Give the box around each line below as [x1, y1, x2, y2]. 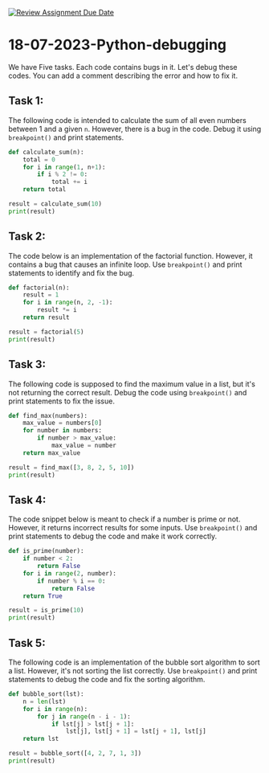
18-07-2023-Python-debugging [8, 36, 227, 54]
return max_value [22, 448, 81, 457]
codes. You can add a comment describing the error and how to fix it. [8, 71, 238, 80]
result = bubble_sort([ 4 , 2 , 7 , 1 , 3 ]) [8, 750, 142, 758]
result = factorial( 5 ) [8, 328, 84, 336]
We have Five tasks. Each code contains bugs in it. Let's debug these [8, 62, 238, 72]
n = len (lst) [22, 697, 67, 706]
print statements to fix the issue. [8, 396, 115, 406]
